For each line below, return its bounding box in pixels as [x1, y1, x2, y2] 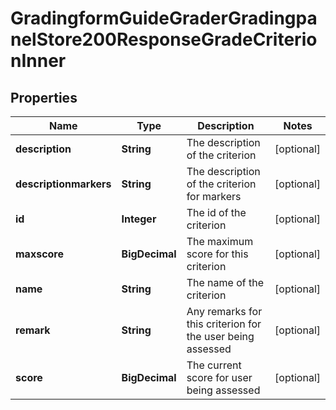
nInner [10, 50, 67, 72]
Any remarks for [186, 305, 263, 318]
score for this [186, 247, 249, 261]
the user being [186, 330, 255, 343]
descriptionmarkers [15, 177, 112, 191]
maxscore [15, 247, 65, 261]
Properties [10, 89, 78, 106]
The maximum [186, 235, 254, 248]
